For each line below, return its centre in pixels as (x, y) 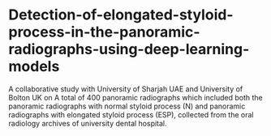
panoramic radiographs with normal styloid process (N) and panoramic (127, 106)
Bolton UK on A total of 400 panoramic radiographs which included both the (136, 97)
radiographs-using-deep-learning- (129, 49)
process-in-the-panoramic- (104, 32)
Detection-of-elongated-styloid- (121, 15)
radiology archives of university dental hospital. (88, 123)
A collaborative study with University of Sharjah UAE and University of (126, 89)
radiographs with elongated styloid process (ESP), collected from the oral (131, 114)
